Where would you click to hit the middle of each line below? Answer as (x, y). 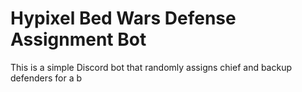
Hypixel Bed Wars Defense (123, 18)
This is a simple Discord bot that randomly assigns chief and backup (151, 67)
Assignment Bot (78, 39)
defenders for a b (46, 78)
